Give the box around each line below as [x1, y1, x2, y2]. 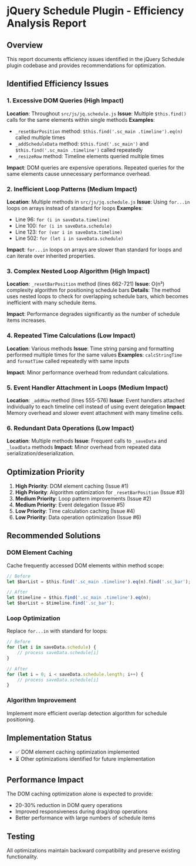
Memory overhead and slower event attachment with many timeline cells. [6, 409, 184, 416]
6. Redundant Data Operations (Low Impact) [6, 424, 134, 432]
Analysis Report [6, 16, 87, 30]
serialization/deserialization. [6, 450, 75, 457]
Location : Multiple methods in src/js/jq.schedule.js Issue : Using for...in [6, 198, 190, 205]
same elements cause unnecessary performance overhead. [6, 170, 151, 177]
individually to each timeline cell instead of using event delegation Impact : [6, 403, 187, 410]
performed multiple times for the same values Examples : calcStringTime [6, 351, 183, 358]
